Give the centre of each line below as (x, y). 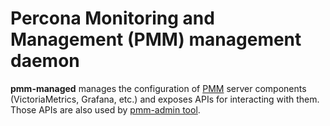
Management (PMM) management (156, 39)
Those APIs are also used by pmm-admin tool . (105, 109)
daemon (45, 61)
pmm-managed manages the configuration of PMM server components (158, 88)
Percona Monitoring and (112, 18)
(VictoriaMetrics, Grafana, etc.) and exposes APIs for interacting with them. (165, 99)
